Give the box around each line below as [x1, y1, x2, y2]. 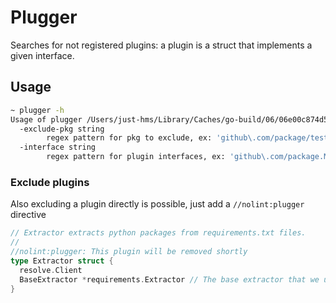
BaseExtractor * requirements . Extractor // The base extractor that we [19, 274, 320, 285]
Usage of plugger [10, 114, 83, 125]
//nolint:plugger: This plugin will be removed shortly [10, 247, 248, 257]
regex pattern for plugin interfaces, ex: [46, 152, 226, 162]
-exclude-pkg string [19, 124, 105, 134]
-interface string [19, 142, 97, 153]
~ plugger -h [10, 105, 65, 115]
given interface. [10, 49, 75, 61]
